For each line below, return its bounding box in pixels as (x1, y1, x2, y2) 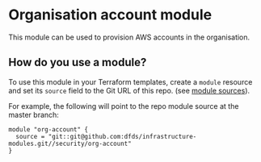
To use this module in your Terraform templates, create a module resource (8, 77, 253, 86)
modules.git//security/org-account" (8, 139, 132, 147)
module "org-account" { (8, 125, 89, 134)
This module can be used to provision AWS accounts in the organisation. (8, 32, 250, 42)
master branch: (8, 110, 59, 119)
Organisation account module (8, 6, 213, 24)
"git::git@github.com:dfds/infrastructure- (48, 132, 197, 140)
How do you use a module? (8, 56, 147, 69)
